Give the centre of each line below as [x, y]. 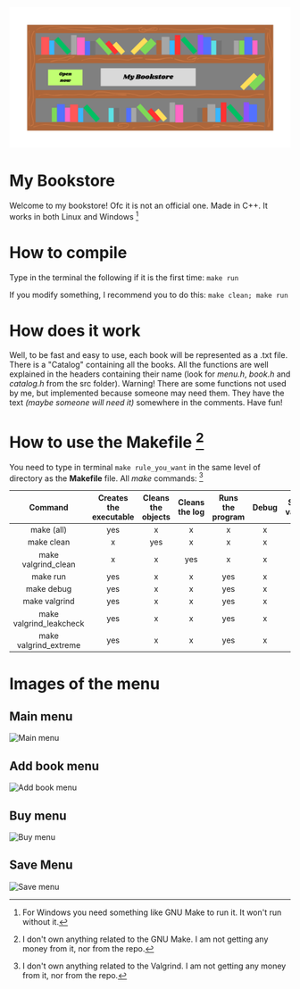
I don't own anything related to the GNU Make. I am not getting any [145, 939]
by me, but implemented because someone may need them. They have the [147, 393]
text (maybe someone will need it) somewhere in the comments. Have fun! [146, 403]
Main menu [41, 716]
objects [156, 517]
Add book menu [54, 766]
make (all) [49, 530]
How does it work [75, 331]
